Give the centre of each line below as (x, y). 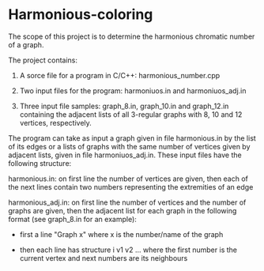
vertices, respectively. (56, 122)
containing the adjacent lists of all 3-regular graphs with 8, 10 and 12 (131, 114)
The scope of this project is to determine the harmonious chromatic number (132, 36)
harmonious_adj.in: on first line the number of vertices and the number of (127, 202)
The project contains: (43, 60)
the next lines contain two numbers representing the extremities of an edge (131, 186)
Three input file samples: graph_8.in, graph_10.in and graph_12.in (124, 106)
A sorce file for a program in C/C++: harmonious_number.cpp (120, 75)
